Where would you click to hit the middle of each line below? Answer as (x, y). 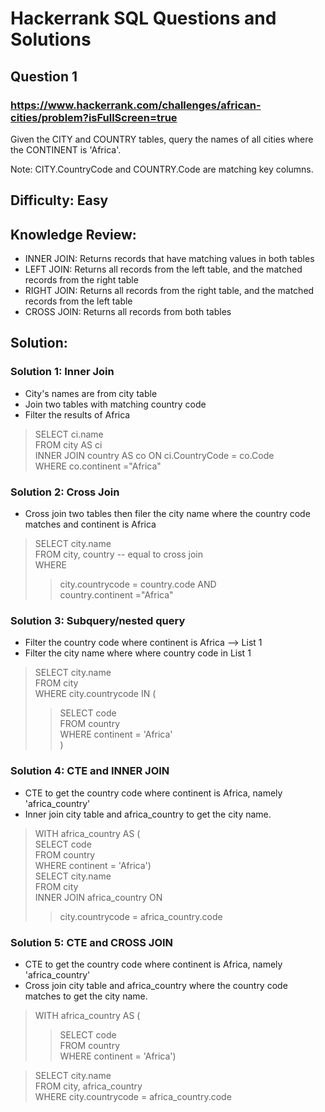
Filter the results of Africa (77, 414)
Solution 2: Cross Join (65, 492)
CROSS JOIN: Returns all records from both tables (128, 312)
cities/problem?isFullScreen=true (94, 117)
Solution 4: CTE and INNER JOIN (90, 771)
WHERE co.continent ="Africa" (98, 466)
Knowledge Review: (73, 234)
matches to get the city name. (86, 996)
